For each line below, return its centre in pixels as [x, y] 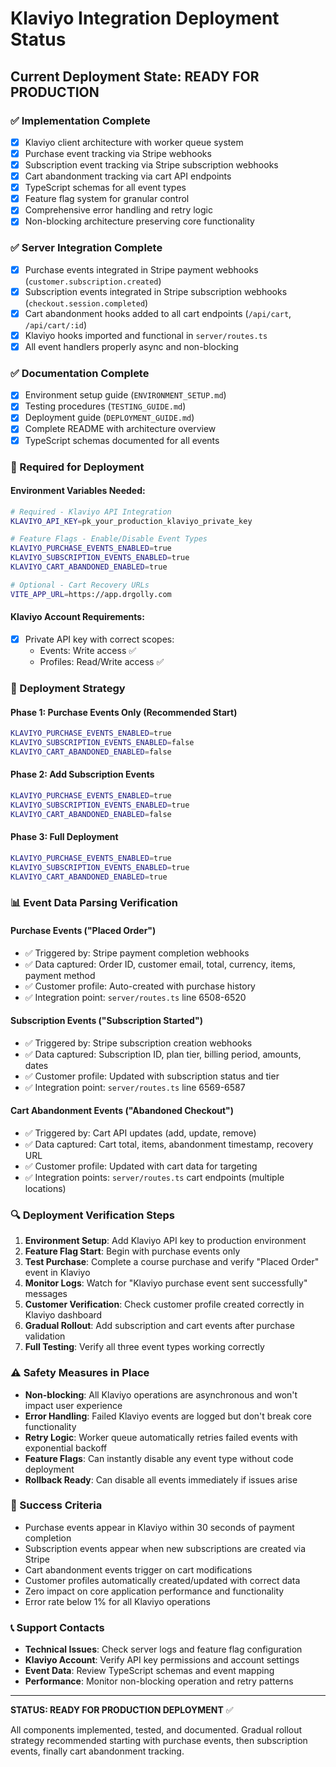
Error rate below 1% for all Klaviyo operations [117, 1601]
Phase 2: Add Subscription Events [82, 774]
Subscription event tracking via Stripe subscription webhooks [151, 165]
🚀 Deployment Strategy [68, 688]
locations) [45, 1188]
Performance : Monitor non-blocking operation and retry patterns [159, 1681]
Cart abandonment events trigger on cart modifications [138, 1569]
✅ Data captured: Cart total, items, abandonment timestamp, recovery [169, 1144]
